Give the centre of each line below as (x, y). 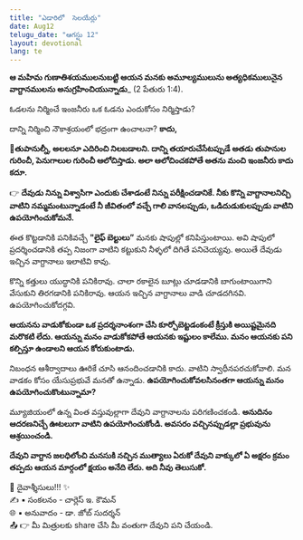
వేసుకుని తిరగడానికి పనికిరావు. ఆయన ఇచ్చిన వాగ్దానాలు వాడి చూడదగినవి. (128, 293)
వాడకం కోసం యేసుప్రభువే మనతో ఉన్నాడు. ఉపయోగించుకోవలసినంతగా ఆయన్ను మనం (147, 381)
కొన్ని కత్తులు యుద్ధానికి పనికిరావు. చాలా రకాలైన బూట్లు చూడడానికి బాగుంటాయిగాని (141, 281)
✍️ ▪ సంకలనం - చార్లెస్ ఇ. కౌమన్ (63, 500)
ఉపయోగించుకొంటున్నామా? (53, 392)
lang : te (26, 52)
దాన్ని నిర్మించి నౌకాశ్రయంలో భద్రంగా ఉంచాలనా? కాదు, (94, 129)
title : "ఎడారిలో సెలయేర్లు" (55, 18)
